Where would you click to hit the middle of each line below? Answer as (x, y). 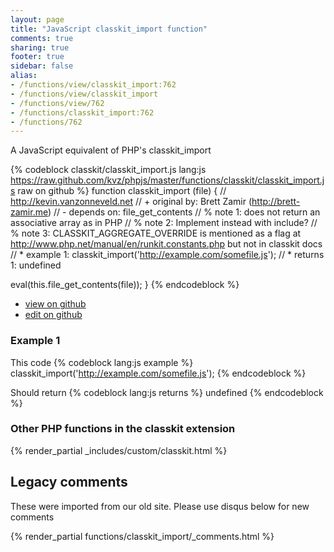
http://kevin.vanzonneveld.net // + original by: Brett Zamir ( (131, 202)
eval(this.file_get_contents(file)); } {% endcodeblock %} (125, 285)
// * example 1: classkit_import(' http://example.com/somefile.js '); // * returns (167, 255)
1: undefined (36, 265)
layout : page (37, 19)
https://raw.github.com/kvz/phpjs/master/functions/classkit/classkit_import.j (167, 180)
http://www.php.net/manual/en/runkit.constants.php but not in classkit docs (166, 244)
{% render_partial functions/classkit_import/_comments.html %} (142, 536)
